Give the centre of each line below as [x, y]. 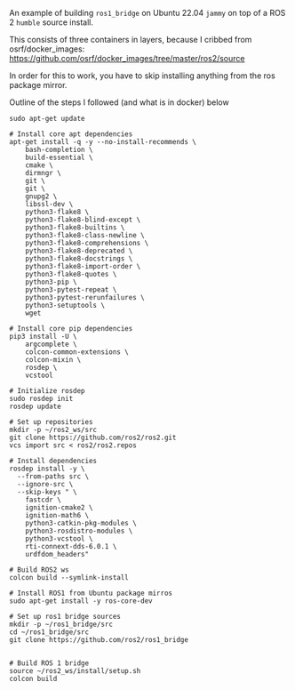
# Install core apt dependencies [71, 134]
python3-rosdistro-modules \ [79, 531]
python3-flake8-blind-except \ [83, 220]
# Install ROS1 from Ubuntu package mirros [91, 593]
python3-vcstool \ [59, 539]
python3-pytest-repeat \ [71, 290]
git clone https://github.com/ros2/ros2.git [93, 437]
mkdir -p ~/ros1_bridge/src [61, 624]
